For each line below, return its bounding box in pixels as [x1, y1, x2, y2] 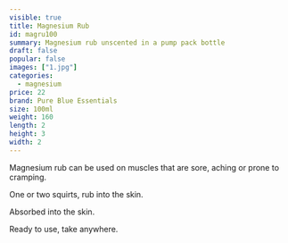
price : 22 [9, 88, 46, 96]
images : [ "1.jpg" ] [9, 63, 78, 72]
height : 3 [9, 130, 46, 138]
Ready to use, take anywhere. [9, 223, 119, 234]
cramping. [9, 172, 47, 182]
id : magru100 [9, 29, 58, 38]
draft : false [9, 46, 58, 55]
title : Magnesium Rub [9, 21, 90, 30]
